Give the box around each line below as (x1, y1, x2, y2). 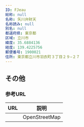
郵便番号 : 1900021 (5, 49, 41, 54)
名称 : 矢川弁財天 (5, 17, 36, 22)
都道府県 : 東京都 (5, 31, 36, 36)
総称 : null (5, 12, 27, 17)
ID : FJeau (5, 7, 26, 13)
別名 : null (5, 26, 27, 31)
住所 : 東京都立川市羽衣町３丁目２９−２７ (5, 54, 80, 59)
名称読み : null (5, 21, 34, 27)
